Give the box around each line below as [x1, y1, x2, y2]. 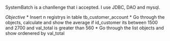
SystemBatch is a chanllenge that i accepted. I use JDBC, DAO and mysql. [5, 5, 160, 10]
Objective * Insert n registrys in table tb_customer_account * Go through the [5, 14, 165, 20]
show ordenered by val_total [5, 30, 65, 36]
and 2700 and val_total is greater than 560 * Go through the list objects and [5, 25, 164, 31]
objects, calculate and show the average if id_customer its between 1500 [5, 20, 158, 25]
